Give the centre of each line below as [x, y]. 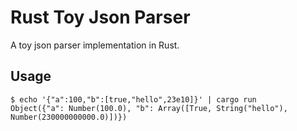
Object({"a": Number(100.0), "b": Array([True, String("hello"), [149, 108]
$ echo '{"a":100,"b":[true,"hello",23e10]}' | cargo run [133, 99]
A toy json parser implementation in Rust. [95, 45]
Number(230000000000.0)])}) [69, 117]
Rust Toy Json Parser [100, 17]
